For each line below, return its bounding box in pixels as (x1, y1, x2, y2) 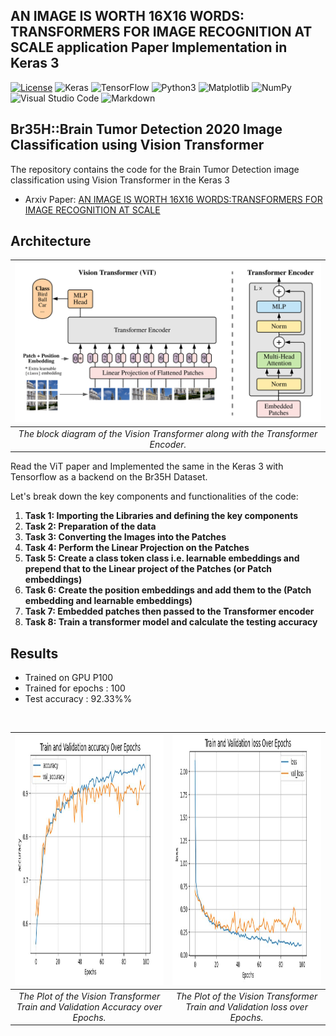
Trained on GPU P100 (24, 672, 114, 684)
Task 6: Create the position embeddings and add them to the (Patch (24, 584, 312, 596)
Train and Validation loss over (185, 1000, 308, 1013)
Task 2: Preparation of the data (24, 520, 157, 533)
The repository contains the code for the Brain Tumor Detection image (10, 163, 300, 175)
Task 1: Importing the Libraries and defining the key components (24, 510, 299, 522)
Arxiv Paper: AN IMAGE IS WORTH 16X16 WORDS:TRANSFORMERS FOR (24, 193, 323, 205)
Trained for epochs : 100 (24, 682, 126, 694)
